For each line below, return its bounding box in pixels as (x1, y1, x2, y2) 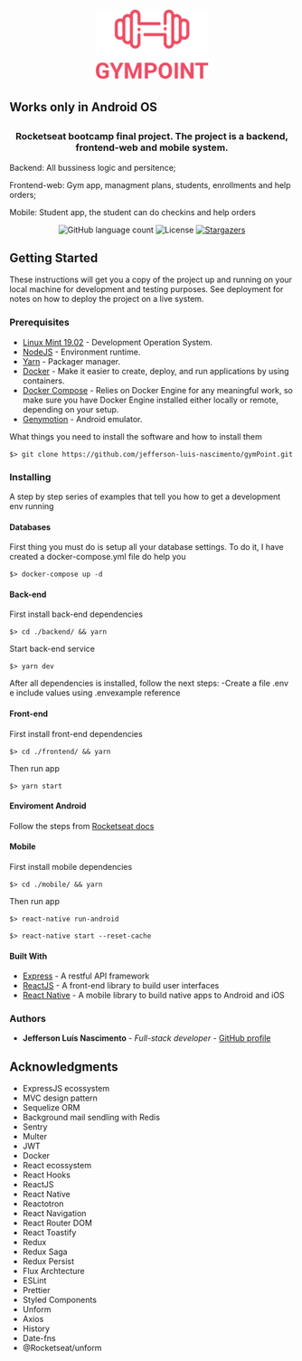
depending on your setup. (22, 403, 119, 415)
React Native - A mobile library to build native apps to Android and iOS (22, 990, 285, 1001)
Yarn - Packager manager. (22, 355, 120, 366)
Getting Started (9, 250, 99, 266)
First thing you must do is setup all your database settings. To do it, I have (9, 542, 284, 553)
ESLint (22, 1275, 47, 1286)
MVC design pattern (22, 1092, 98, 1103)
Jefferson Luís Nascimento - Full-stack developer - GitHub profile (22, 1033, 271, 1044)
